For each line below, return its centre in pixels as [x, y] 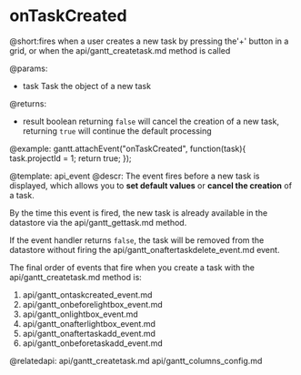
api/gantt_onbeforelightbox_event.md [92, 304]
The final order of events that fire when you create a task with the [132, 267]
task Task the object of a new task [87, 86]
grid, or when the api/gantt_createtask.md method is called [120, 50]
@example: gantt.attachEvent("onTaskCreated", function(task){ [128, 148]
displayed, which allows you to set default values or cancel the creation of [151, 185]
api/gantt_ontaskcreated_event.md [87, 294]
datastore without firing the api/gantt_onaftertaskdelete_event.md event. [145, 249]
